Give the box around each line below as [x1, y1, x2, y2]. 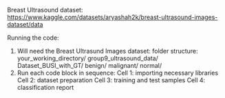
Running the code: [7, 34, 60, 42]
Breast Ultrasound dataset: [7, 6, 83, 14]
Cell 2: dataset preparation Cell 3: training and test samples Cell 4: [17, 76, 206, 84]
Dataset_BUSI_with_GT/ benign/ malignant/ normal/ [17, 62, 162, 69]
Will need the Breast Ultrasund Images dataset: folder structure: [17, 47, 198, 55]
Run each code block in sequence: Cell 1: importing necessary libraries [17, 69, 219, 77]
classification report [17, 84, 74, 91]
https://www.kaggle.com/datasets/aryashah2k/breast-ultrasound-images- [7, 13, 218, 21]
